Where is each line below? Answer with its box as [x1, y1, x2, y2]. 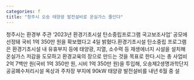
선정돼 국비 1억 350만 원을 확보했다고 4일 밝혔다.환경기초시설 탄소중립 [6, 38, 166, 45]
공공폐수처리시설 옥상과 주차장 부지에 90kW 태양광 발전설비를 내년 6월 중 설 [6, 67, 180, 74]
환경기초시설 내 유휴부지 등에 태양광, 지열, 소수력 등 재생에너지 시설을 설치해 [12, 45, 186, 53]
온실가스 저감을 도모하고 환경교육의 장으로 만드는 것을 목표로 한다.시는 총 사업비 [6, 53, 188, 60]
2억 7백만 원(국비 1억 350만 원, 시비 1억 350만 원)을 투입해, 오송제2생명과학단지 [6, 60, 189, 67]
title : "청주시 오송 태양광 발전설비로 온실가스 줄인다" [6, 14, 124, 20]
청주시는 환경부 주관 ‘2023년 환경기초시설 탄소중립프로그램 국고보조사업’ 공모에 [6, 30, 188, 38]
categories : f [6, 8, 41, 15]
